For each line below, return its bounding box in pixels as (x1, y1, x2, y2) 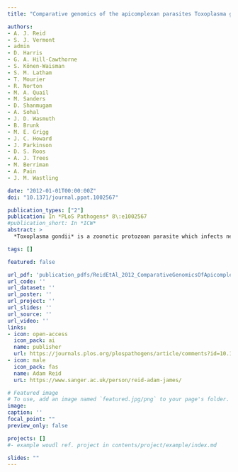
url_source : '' (7, 311, 52, 318)
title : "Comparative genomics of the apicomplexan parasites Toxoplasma (7, 10, 227, 18)
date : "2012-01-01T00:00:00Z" (7, 187, 97, 195)
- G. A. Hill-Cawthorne (7, 56, 78, 64)
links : (7, 323, 27, 331)
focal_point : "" (7, 415, 55, 422)
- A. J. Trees (7, 155, 50, 162)
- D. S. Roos (7, 148, 46, 156)
